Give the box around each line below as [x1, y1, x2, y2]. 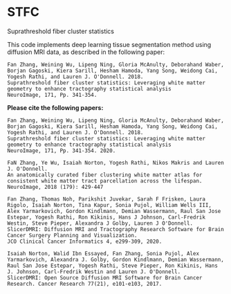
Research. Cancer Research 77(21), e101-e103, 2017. [7, 280, 163, 287]
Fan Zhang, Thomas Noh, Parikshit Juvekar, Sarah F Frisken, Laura [7, 195, 206, 203]
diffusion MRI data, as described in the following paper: [7, 48, 165, 56]
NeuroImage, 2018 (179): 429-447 [7, 183, 104, 190]
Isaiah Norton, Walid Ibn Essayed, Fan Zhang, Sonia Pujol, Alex [7, 250, 199, 257]
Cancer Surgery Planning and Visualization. [7, 232, 138, 239]
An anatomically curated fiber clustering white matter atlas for [7, 171, 203, 178]
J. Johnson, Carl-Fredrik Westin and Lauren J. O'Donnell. [7, 268, 181, 275]
